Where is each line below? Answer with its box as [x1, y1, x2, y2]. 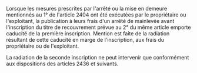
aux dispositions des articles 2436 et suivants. [6, 60, 119, 67]
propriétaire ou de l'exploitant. [6, 42, 79, 49]
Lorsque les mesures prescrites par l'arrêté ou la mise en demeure [6, 5, 168, 12]
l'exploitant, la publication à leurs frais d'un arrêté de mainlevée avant [6, 18, 175, 24]
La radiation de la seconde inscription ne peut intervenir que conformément [6, 54, 189, 61]
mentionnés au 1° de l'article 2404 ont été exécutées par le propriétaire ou [6, 11, 186, 18]
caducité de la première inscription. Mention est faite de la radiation [6, 30, 170, 37]
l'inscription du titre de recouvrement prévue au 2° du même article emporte [6, 24, 191, 31]
